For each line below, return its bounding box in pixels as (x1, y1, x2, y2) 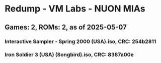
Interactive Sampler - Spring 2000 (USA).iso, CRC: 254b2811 (5, 38, 156, 45)
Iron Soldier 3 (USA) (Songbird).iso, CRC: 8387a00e (5, 51, 134, 58)
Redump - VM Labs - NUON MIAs (5, 3, 145, 14)
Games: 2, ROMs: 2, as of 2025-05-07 (5, 23, 127, 31)
